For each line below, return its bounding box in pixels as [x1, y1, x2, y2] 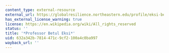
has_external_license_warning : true [5, 17, 82, 22]
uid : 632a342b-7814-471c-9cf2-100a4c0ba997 [5, 36, 98, 41]
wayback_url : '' [5, 40, 39, 45]
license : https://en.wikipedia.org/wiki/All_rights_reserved [5, 21, 136, 27]
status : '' [5, 26, 28, 31]
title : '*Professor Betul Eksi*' [5, 31, 75, 36]
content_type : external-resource [5, 7, 75, 13]
